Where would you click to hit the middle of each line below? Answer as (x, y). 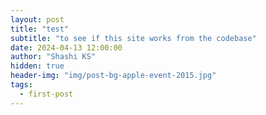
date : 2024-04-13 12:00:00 (66, 47)
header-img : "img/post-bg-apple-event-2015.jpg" (113, 76)
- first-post (46, 94)
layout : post (37, 19)
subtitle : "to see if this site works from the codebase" (133, 38)
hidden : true (37, 66)
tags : (21, 85)
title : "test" (40, 29)
